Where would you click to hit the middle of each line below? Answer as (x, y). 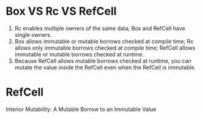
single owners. (33, 34)
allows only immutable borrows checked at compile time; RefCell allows (105, 48)
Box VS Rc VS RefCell (61, 11)
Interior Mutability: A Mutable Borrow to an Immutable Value (81, 109)
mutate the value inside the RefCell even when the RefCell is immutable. (105, 67)
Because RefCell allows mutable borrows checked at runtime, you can (103, 61)
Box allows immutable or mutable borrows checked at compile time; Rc (104, 41)
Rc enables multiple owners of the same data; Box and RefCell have (100, 28)
